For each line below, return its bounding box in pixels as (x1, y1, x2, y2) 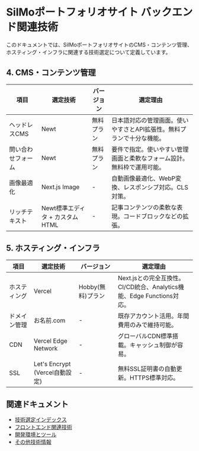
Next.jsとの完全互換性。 (117, 274, 185, 282)
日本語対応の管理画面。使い (111, 116, 189, 124)
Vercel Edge (33, 337, 68, 345)
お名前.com (33, 316, 66, 324)
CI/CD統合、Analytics (117, 283, 178, 291)
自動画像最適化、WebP (111, 174, 176, 182)
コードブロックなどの (123, 212, 183, 220)
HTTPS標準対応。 (129, 373, 179, 381)
